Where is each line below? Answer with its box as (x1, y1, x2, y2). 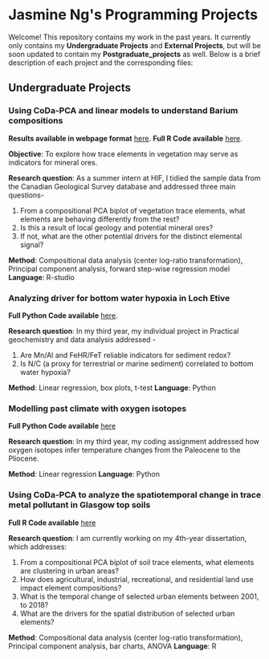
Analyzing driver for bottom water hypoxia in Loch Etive (8, 292, 230, 303)
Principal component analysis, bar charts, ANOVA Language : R (8, 641, 217, 651)
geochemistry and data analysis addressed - (8, 335, 157, 344)
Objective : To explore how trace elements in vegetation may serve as (8, 148, 238, 158)
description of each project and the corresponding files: (8, 58, 194, 67)
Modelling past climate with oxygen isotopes (8, 403, 187, 414)
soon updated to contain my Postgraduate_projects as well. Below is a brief (8, 49, 261, 59)
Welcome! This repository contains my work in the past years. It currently (8, 32, 251, 42)
